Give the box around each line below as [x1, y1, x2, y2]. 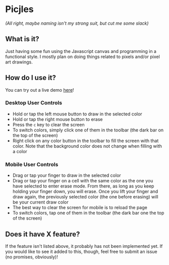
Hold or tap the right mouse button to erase [12, 116, 103, 122]
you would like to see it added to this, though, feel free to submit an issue [5, 248, 157, 254]
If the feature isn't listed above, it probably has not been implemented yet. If [5, 243, 163, 249]
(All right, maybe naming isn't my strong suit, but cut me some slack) [5, 20, 149, 26]
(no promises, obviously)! [5, 253, 58, 260]
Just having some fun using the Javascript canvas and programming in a [5, 48, 156, 54]
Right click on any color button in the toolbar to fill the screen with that [12, 138, 159, 144]
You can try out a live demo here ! [5, 87, 74, 93]
